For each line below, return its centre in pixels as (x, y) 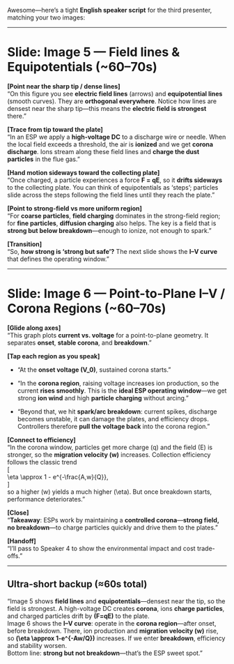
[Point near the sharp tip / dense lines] (64, 86)
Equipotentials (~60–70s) (83, 67)
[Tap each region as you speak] (54, 356)
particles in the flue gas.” (44, 159)
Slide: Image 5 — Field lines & (94, 52)
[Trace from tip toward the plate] (55, 129)
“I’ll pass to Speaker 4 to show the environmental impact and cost (102, 548)
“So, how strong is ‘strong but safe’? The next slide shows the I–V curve (112, 251)
